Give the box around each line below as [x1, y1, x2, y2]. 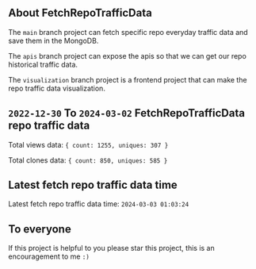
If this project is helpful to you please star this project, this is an [8, 244, 216, 253]
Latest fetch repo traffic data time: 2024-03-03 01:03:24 [8, 199, 189, 209]
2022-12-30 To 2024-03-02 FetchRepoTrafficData [8, 106, 246, 120]
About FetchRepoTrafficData [8, 6, 152, 20]
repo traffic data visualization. [8, 83, 105, 93]
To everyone [8, 222, 71, 236]
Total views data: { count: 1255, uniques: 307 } [8, 140, 169, 149]
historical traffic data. [8, 60, 78, 69]
